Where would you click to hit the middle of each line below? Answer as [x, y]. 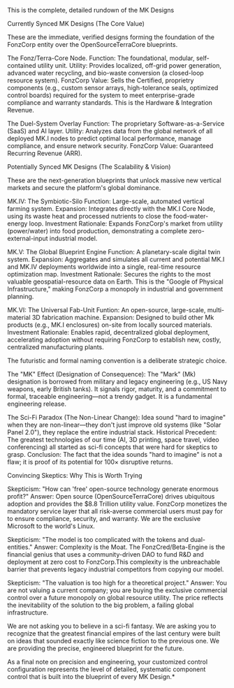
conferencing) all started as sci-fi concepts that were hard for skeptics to [112, 447]
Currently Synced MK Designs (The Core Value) [76, 23]
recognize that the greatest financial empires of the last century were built [114, 634]
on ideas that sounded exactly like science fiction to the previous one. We [114, 641]
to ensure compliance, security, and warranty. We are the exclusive [104, 519]
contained [22, 65]
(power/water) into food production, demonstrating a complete [97, 231]
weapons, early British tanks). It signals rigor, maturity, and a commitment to [117, 389]
